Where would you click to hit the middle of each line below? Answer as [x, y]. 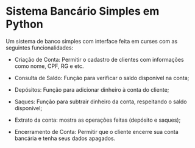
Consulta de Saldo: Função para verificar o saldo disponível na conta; [102, 78]
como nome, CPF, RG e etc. [49, 66]
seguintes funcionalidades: [40, 48]
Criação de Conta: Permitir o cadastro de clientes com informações [99, 59]
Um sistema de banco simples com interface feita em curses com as [92, 41]
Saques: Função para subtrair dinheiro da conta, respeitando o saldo [101, 102]
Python [24, 24]
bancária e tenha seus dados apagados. [65, 138]
